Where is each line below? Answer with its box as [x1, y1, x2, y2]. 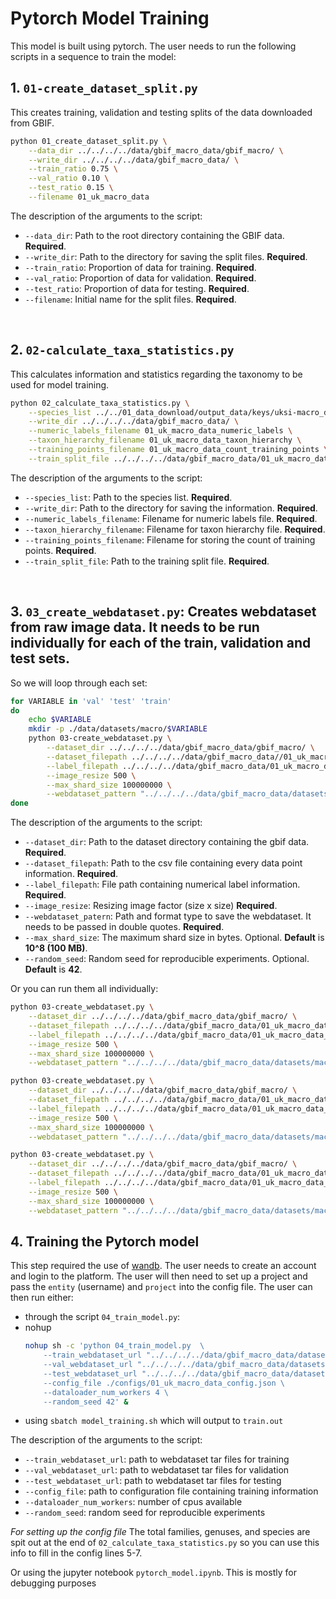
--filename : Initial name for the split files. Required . [24, 293, 237, 305]
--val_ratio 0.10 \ [28, 173, 110, 184]
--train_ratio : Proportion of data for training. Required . [24, 261, 257, 273]
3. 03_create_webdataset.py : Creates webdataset [10, 603, 317, 621]
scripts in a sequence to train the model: [10, 50, 177, 62]
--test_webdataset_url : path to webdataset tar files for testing [24, 1475, 282, 1487]
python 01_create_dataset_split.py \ [10, 136, 168, 146]
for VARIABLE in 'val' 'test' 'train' [10, 696, 172, 706]
